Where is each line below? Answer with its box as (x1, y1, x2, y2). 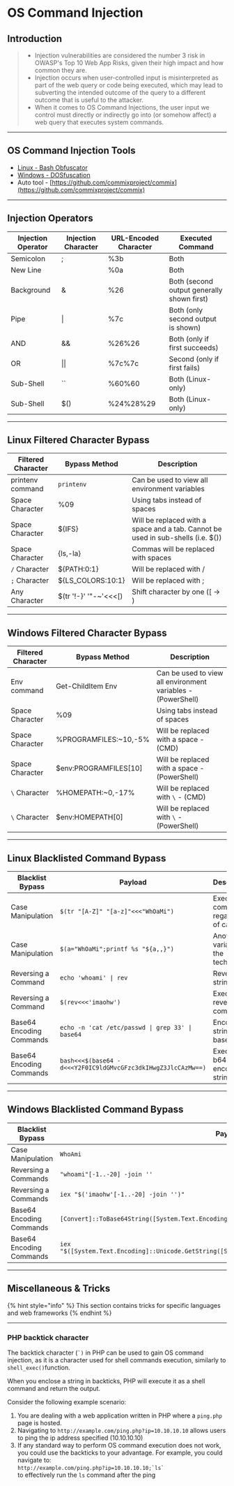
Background (10, 285, 51, 295)
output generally (169, 285, 223, 295)
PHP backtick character (7, 1332, 89, 1342)
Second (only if (169, 354, 219, 364)
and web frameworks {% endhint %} (7, 1309, 112, 1317)
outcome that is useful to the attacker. (34, 96, 144, 104)
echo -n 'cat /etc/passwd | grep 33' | (60, 1024, 192, 1032)
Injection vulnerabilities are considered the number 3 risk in (34, 51, 205, 59)
